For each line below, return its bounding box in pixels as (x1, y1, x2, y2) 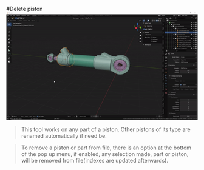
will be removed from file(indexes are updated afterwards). (21, 157, 169, 164)
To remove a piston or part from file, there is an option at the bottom (21, 144, 192, 151)
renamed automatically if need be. (21, 132, 107, 139)
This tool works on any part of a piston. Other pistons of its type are (21, 126, 191, 133)
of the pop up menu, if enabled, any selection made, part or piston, (21, 150, 189, 157)
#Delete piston (6, 5, 43, 12)
